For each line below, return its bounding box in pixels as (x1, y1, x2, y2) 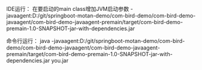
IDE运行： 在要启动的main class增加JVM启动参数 (6, 5, 130, 12)
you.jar (51, 57, 69, 64)
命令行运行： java (6, 37, 50, 44)
